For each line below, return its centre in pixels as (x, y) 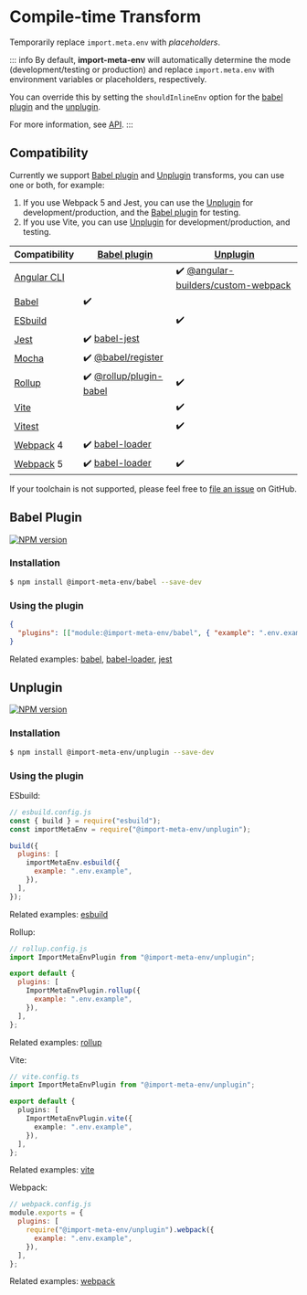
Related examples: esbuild (59, 914)
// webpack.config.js (51, 1205)
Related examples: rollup (56, 1042)
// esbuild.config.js (51, 812)
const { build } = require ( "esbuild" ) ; (85, 821)
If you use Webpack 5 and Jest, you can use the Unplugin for (138, 202)
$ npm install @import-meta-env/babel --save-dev (106, 582)
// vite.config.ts (44, 1077)
